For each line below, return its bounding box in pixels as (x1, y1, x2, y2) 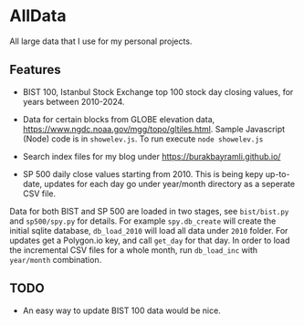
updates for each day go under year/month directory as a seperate (44, 178, 295, 189)
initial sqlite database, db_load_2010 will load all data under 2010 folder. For (9, 225, 288, 236)
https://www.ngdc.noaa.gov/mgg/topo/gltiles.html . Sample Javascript (22, 123, 286, 134)
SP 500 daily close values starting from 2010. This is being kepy (22, 168, 264, 179)
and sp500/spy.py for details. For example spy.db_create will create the (9, 215, 277, 226)
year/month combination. (9, 254, 102, 265)
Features (9, 62, 61, 78)
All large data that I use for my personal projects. (9, 36, 193, 47)
